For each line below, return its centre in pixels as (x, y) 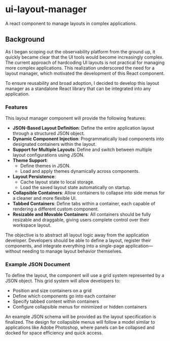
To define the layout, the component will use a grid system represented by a (85, 275)
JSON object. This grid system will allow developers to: (63, 281)
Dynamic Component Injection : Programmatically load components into (88, 139)
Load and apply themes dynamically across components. (80, 171)
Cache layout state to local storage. (57, 182)
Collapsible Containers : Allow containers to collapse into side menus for (89, 193)
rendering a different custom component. (56, 209)
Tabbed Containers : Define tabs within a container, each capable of (84, 204)
